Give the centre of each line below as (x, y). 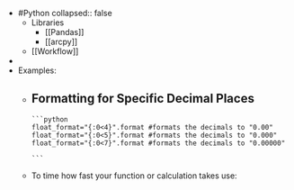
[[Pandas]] (64, 32)
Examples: (37, 70)
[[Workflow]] (55, 51)
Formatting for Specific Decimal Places (143, 99)
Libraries (48, 23)
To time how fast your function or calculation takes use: (134, 176)
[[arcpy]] (61, 41)
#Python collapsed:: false (65, 13)
